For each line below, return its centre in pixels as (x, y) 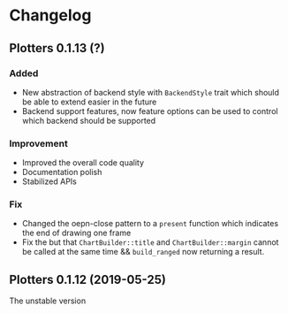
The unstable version (48, 301)
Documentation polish (62, 172)
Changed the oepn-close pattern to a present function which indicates (150, 224)
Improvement (38, 143)
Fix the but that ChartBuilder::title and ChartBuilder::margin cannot (150, 242)
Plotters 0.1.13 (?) (57, 48)
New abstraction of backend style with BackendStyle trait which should (151, 92)
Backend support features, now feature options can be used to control (150, 111)
